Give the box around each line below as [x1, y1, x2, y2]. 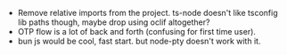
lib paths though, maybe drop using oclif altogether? [17, 17, 210, 27]
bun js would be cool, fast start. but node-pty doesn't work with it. [17, 35, 261, 46]
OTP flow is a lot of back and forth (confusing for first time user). [17, 27, 257, 36]
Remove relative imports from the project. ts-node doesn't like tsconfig [17, 8, 278, 18]
